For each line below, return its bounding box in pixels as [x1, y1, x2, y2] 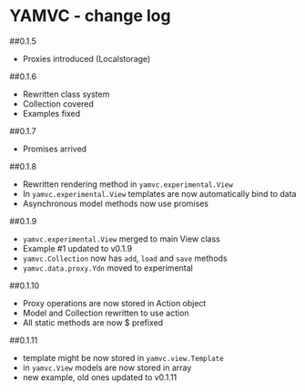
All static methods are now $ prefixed [22, 316, 164, 328]
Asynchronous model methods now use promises [22, 198, 209, 209]
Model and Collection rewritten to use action [22, 307, 189, 318]
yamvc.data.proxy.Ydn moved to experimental [22, 262, 193, 273]
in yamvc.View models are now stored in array [22, 362, 192, 373]
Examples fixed [22, 108, 81, 119]
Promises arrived [22, 143, 87, 154]
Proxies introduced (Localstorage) [22, 53, 151, 64]
